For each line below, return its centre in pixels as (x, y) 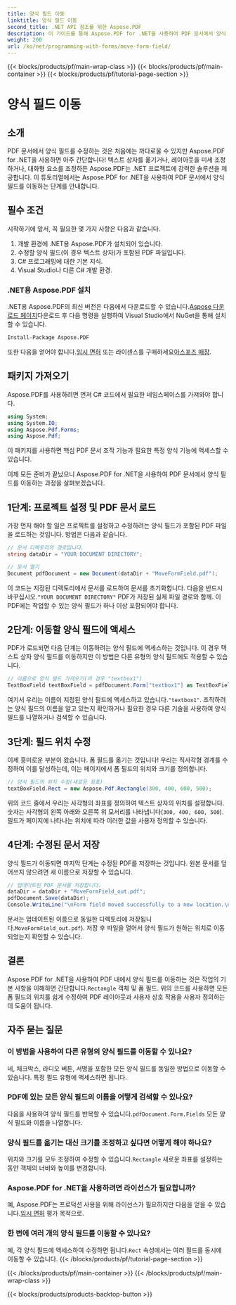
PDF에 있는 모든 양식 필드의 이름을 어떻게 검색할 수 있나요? (100, 1097)
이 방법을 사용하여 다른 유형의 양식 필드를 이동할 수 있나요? (100, 1052)
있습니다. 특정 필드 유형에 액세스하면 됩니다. (67, 1077)
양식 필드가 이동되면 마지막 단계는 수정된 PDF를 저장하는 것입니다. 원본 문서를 (113, 863)
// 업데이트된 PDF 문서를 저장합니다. (54, 885)
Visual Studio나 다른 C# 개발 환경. (65, 270)
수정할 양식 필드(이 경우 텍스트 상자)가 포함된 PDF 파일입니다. (101, 252)
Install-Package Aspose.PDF (48, 338)
